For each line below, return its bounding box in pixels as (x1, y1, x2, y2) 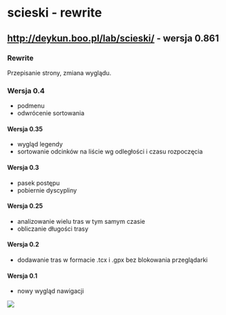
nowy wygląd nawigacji (17, 287, 84, 295)
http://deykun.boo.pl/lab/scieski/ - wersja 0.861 (7, 32, 219, 44)
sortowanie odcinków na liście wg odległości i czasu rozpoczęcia (17, 147, 203, 156)
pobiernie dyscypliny (17, 186, 77, 194)
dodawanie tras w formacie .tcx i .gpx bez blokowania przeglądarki (17, 256, 208, 264)
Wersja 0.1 (7, 271, 38, 280)
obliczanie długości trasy (17, 225, 88, 233)
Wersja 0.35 (7, 124, 44, 133)
